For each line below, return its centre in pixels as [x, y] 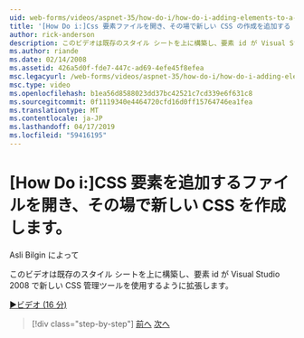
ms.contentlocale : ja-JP [56, 118]
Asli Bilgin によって [44, 255]
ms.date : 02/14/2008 [48, 60]
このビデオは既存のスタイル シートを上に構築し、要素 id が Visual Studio [145, 274]
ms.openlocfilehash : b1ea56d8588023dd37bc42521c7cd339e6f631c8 [131, 93]
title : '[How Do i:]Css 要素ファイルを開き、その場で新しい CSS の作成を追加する [150, 26]
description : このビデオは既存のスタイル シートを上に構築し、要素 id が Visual [148, 43]
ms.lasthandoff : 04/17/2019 [62, 127]
